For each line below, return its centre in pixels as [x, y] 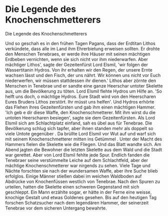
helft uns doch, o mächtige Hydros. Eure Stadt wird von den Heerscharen [81, 96]
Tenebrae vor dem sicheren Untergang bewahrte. [56, 208]
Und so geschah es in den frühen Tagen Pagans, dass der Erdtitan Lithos [80, 43]
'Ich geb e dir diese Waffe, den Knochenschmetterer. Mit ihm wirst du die [80, 112]
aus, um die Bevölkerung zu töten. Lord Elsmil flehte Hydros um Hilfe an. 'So [84, 91]
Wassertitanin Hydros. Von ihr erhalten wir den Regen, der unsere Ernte [79, 70]
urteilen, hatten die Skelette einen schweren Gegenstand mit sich [72, 186]
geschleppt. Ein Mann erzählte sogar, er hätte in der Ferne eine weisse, [78, 192]
